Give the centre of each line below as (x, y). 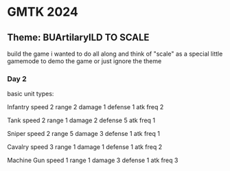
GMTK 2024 (43, 12)
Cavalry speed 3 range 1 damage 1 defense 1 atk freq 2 (85, 147)
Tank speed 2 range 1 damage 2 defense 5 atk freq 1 (81, 120)
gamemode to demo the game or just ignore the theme (84, 61)
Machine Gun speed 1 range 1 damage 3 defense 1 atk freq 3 (93, 160)
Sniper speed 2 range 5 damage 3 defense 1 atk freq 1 (83, 134)
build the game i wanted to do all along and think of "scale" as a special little (115, 54)
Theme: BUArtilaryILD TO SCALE (78, 37)
